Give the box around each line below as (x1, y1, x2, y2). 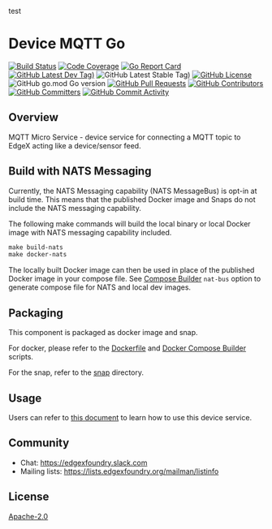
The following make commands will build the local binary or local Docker (8, 218, 251, 229)
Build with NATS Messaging (8, 165, 152, 178)
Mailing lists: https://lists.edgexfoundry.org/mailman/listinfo (19, 466, 219, 476)
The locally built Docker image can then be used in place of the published (8, 265, 255, 275)
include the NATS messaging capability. (8, 203, 142, 213)
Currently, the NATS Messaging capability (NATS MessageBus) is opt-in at (8, 186, 257, 196)
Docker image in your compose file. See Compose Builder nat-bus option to (8, 274, 261, 284)
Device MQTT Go (8, 35, 126, 53)
